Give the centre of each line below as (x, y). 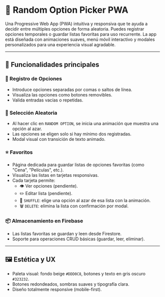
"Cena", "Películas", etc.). (38, 170)
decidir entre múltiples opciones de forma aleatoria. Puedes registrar (75, 29)
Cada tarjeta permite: (34, 181)
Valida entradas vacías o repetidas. (48, 100)
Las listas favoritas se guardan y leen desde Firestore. (67, 233)
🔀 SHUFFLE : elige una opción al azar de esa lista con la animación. (85, 200)
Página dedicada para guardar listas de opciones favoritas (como (78, 165)
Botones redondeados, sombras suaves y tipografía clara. (71, 284)
